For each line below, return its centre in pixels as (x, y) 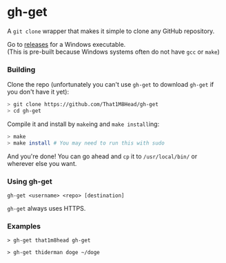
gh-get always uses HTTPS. (47, 209)
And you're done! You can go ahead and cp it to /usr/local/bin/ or (102, 156)
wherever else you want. (42, 163)
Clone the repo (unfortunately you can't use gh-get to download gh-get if (111, 85)
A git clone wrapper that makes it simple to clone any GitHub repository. (111, 31)
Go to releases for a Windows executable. (66, 44)
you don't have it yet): (38, 92)
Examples (24, 226)
